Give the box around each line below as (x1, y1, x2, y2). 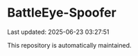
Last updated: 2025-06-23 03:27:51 (7, 28, 110, 36)
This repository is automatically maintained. (7, 41, 132, 49)
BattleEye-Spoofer (7, 5, 117, 21)
